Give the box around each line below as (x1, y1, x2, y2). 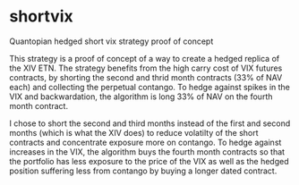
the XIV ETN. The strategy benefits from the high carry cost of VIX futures (9, 63, 283, 73)
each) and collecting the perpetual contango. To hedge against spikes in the (9, 81, 291, 92)
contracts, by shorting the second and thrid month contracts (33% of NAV (9, 71, 283, 82)
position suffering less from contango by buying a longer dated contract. (9, 165, 278, 176)
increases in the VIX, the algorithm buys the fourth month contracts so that (9, 146, 285, 157)
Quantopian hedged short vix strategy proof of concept (9, 36, 214, 46)
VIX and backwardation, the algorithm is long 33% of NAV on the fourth (9, 91, 273, 102)
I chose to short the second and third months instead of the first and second (9, 118, 291, 129)
